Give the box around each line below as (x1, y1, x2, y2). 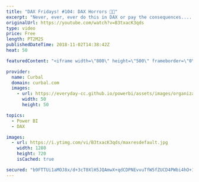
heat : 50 (6, 47, 28, 53)
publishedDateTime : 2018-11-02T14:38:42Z (6, 42, 110, 48)
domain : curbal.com (11, 79, 60, 86)
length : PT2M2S (6, 36, 44, 42)
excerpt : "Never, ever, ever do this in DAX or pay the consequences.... (6, 14, 192, 20)
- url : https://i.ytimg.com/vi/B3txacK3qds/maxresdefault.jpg (11, 140, 168, 146)
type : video (6, 25, 36, 31)
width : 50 (21, 96, 46, 103)
